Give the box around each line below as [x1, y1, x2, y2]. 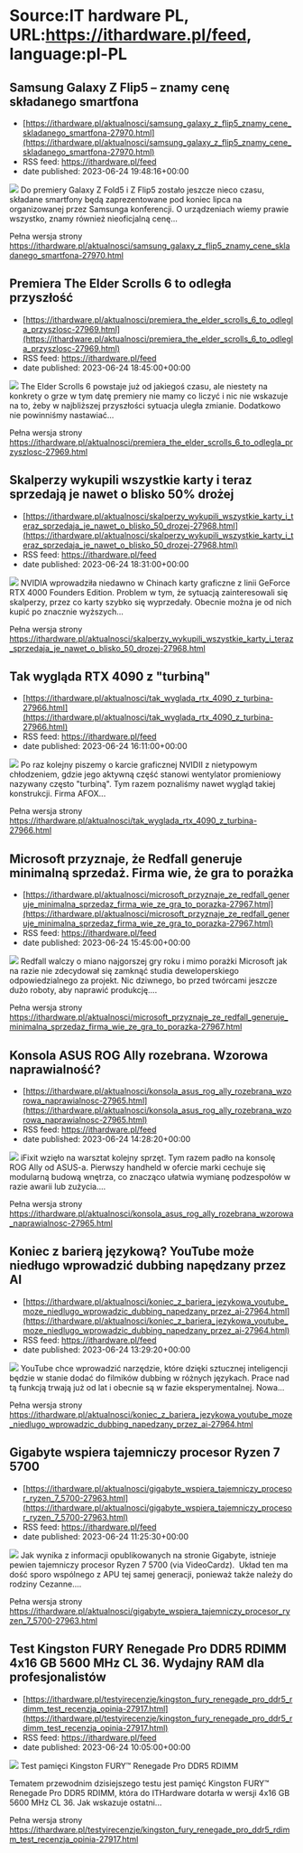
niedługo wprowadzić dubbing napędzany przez [9, 1258, 287, 1274]
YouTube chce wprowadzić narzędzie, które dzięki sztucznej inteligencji [20, 1362, 289, 1373]
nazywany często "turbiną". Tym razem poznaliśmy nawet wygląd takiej [9, 779, 276, 790]
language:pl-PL [9, 44, 128, 64]
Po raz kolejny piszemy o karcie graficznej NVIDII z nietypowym [20, 760, 258, 771]
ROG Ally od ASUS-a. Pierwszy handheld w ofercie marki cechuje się [9, 1162, 266, 1173]
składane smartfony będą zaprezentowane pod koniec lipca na [9, 194, 243, 204]
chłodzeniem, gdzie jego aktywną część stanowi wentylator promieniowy [9, 769, 281, 780]
